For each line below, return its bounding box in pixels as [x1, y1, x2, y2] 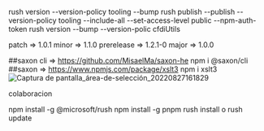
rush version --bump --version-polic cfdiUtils [28, 24, 181, 33]
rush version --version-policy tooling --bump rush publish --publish [8, 7, 236, 16]
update [8, 113, 32, 123]
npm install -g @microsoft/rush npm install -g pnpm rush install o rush [8, 105, 244, 114]
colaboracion [8, 89, 53, 98]
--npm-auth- [213, 15, 257, 25]
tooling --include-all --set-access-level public [58, 15, 212, 25]
